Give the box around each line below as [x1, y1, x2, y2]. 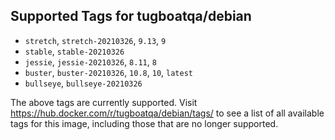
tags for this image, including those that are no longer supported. [10, 117, 279, 129]
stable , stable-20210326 [24, 45, 125, 57]
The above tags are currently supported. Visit [10, 96, 198, 108]
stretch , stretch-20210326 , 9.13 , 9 [24, 34, 167, 46]
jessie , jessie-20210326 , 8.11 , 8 [24, 55, 157, 68]
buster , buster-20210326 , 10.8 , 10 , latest [24, 66, 193, 78]
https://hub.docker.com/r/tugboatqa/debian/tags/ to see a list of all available [10, 107, 325, 119]
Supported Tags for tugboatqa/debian [10, 8, 252, 25]
